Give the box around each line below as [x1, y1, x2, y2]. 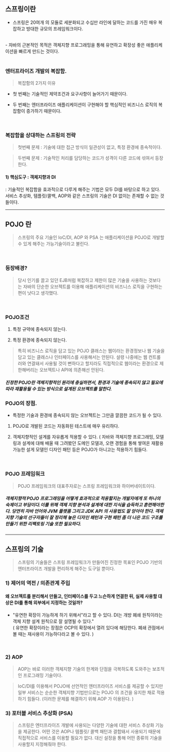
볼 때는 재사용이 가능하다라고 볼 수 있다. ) [12, 631, 94, 637]
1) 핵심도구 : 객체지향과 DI [5, 174, 56, 180]
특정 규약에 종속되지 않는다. [12, 326, 67, 332]
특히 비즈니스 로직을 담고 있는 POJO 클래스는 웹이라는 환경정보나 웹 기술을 [17, 348, 165, 354]
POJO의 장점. [5, 399, 37, 406]
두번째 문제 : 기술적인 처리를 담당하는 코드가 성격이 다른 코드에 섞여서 [17, 155, 154, 161]
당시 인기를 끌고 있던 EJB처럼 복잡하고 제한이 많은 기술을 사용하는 [17, 277, 148, 283]
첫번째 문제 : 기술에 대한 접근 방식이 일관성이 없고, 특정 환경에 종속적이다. [17, 144, 162, 150]
